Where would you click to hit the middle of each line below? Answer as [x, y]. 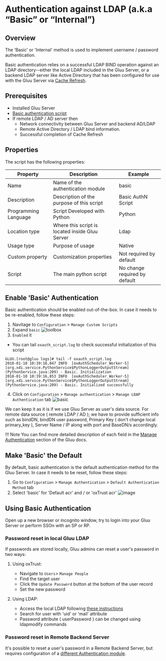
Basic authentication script [39, 113]
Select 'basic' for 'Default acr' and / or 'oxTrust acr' [64, 493]
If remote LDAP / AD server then [45, 118]
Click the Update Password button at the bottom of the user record [86, 584]
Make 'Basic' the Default [44, 455]
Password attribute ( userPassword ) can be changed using [80, 619]
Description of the [74, 197]
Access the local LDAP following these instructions [71, 608]
